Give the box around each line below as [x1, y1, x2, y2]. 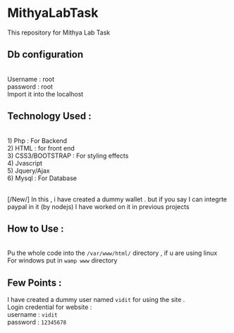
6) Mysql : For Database [7, 174, 78, 182]
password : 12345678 [7, 318, 67, 327]
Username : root [7, 75, 55, 83]
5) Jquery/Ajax [7, 166, 51, 175]
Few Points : [7, 277, 62, 289]
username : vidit [7, 310, 58, 319]
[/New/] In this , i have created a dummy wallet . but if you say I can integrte [7, 195, 228, 203]
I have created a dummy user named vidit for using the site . [7, 296, 185, 304]
